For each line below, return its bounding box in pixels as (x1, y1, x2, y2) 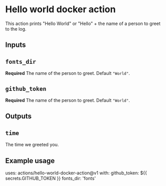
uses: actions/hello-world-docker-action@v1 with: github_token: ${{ (5, 170, 147, 176)
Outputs (5, 112, 32, 121)
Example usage (5, 156, 55, 165)
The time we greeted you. (5, 142, 59, 148)
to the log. (5, 25, 27, 32)
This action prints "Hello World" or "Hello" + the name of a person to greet (5, 20, 161, 26)
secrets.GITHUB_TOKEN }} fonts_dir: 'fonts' (5, 175, 96, 181)
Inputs (5, 41, 26, 49)
